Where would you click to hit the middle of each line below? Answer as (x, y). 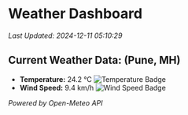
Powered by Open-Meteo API (56, 102)
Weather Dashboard (76, 14)
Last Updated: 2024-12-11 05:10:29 (65, 35)
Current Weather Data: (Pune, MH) (94, 60)
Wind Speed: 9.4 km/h (57, 87)
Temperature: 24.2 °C (55, 79)
